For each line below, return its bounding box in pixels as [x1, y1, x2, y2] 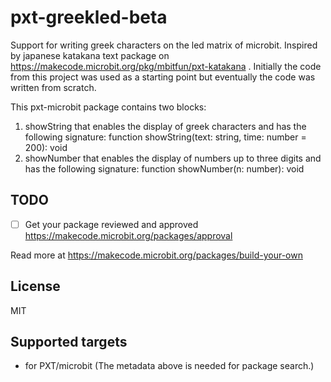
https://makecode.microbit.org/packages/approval [24, 229, 233, 241]
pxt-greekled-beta [10, 6, 168, 29]
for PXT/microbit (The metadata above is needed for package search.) [24, 360, 315, 372]
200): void [24, 141, 68, 153]
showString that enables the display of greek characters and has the [24, 120, 307, 132]
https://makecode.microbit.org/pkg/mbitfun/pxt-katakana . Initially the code [10, 60, 322, 72]
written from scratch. [10, 81, 97, 93]
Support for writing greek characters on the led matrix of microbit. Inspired [10, 39, 318, 51]
